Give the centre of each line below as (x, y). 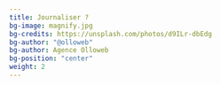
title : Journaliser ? (49, 17)
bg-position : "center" (51, 58)
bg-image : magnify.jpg (51, 26)
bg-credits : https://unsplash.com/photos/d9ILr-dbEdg (111, 34)
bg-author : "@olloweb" (51, 42)
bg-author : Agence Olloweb (59, 50)
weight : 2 (28, 67)
